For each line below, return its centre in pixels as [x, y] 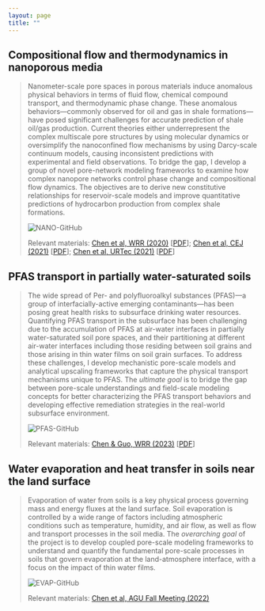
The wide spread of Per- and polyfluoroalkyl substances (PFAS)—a [137, 296]
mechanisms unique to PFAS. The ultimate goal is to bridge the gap [137, 380]
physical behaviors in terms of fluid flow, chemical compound [128, 95]
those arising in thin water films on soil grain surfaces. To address [135, 355]
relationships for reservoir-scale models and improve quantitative [134, 195]
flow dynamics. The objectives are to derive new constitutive [127, 188]
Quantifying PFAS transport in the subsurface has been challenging [137, 321]
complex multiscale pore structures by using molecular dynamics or [138, 137]
